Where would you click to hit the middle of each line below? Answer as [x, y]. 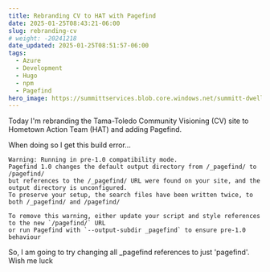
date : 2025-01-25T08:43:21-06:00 [64, 23]
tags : [17, 53]
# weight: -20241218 [43, 38]
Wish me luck [31, 261]
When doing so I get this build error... [70, 145]
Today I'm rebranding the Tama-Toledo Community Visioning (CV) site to [129, 121]
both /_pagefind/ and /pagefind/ [64, 202]
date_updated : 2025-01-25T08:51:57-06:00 [79, 46]
